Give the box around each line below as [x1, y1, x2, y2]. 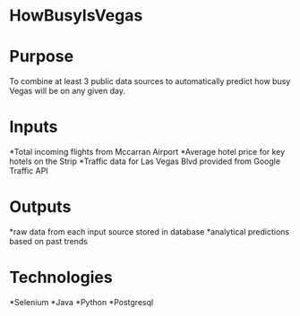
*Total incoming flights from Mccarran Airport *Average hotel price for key [9, 147, 286, 158]
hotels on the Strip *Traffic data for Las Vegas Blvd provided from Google [9, 156, 280, 167]
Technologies [9, 268, 114, 287]
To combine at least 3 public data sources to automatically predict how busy [9, 76, 291, 87]
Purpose [9, 47, 74, 67]
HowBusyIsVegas [9, 5, 143, 26]
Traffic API [9, 166, 48, 176]
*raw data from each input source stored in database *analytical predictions [9, 226, 289, 237]
